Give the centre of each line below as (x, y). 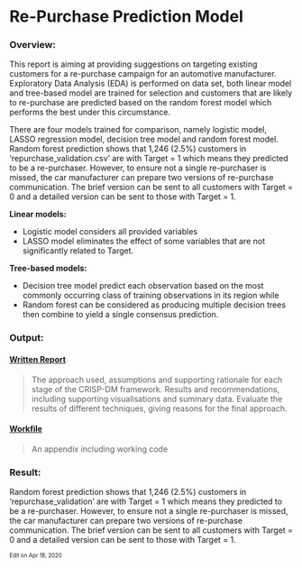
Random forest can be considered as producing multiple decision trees (154, 305)
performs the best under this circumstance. (90, 112)
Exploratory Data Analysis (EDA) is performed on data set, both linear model (151, 84)
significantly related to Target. (78, 251)
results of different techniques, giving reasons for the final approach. (159, 408)
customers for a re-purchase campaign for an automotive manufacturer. (143, 74)
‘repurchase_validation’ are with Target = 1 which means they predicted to (146, 501)
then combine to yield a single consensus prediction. (120, 315)
